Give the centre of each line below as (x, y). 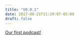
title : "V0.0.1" (22, 10)
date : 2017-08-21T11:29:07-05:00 (40, 14)
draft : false (19, 19)
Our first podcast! (23, 33)
